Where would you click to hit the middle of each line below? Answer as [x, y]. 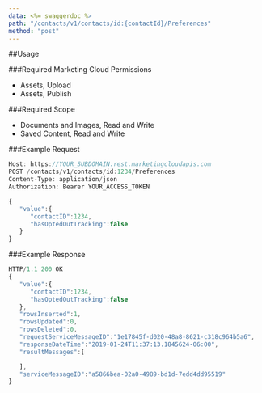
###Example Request [44, 150]
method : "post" [34, 31]
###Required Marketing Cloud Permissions [80, 70]
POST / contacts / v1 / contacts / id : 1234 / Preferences [92, 172]
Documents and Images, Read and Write [87, 125]
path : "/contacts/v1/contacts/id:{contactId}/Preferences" [110, 23]
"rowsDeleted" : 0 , [49, 330]
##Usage [24, 54]
